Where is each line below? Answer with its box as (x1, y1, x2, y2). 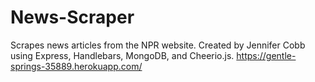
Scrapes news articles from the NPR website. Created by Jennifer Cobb (10, 39, 306, 51)
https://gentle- (236, 49, 297, 61)
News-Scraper (10, 6, 135, 29)
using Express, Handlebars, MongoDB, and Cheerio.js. (10, 49, 235, 61)
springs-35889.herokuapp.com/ (10, 60, 143, 72)
